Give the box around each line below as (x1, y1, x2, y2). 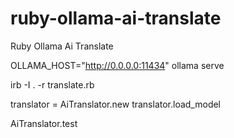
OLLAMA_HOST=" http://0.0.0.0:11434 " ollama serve (10, 59, 225, 71)
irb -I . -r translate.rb (10, 78, 95, 91)
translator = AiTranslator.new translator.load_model (10, 98, 222, 110)
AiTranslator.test (10, 117, 78, 129)
